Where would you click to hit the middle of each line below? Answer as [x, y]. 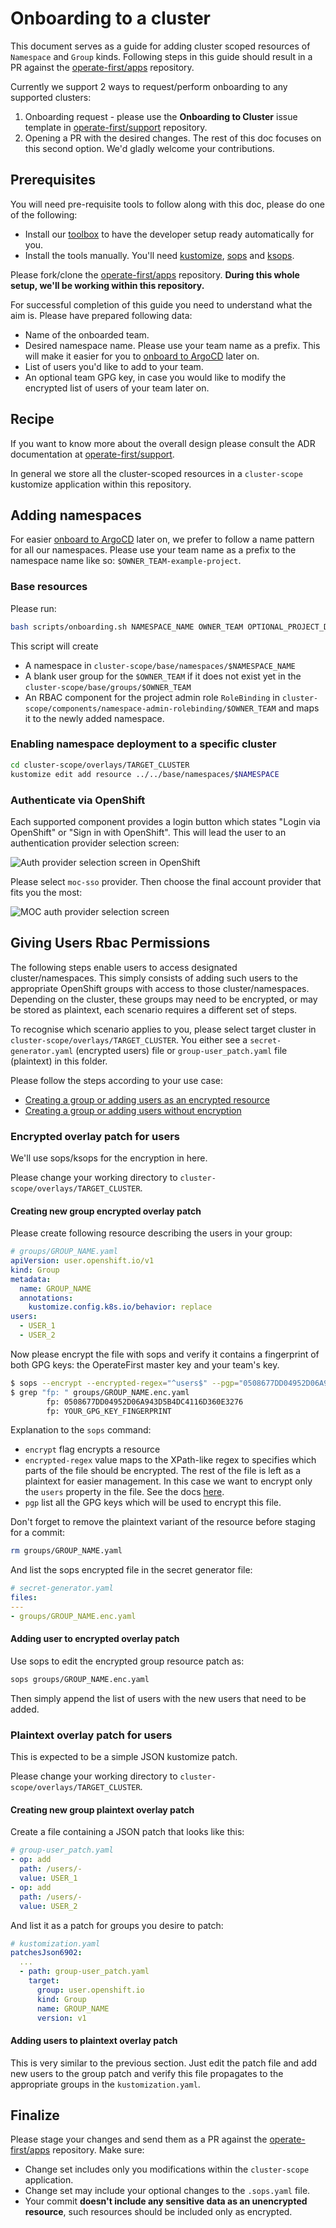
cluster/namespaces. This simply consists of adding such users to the [154, 978]
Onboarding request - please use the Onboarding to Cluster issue [161, 116]
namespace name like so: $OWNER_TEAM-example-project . [126, 561]
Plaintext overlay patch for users [91, 1735]
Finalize [35, 2115]
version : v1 [61, 2018]
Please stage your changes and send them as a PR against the [139, 2139]
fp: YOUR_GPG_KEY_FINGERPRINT [109, 1411]
